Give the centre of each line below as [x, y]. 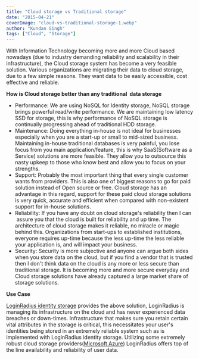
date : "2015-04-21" [30, 17]
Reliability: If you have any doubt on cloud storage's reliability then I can [103, 213]
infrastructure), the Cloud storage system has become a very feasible [91, 64]
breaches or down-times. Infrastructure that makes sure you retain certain [97, 319]
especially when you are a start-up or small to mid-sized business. [97, 137]
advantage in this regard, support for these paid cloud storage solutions [103, 194]
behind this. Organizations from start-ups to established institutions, [98, 232]
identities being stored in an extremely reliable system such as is [85, 331]
